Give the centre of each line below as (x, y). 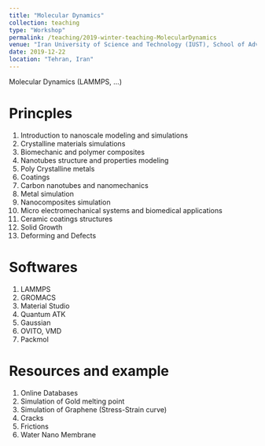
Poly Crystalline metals (57, 168)
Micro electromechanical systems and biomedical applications (121, 210)
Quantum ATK (43, 314)
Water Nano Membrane (58, 434)
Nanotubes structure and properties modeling (94, 160)
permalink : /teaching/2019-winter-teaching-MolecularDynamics (113, 37)
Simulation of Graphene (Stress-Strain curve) (94, 409)
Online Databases (49, 393)
